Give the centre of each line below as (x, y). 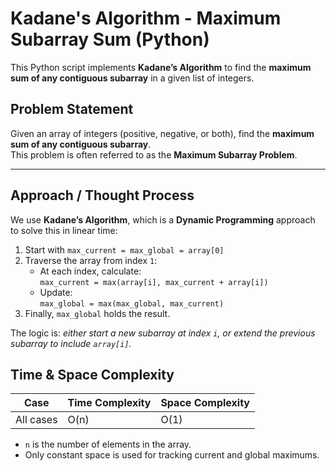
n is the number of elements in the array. (108, 444)
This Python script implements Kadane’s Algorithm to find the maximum (161, 67)
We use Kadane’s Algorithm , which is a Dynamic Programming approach (163, 219)
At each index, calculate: (90, 271)
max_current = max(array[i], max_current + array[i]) (154, 282)
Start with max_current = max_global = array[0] (124, 249)
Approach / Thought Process (102, 195)
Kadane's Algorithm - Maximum (146, 18)
